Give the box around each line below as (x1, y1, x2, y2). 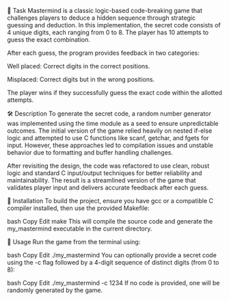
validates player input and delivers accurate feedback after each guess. (7, 183, 209, 192)
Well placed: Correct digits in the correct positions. (7, 62, 150, 70)
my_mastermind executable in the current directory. (7, 224, 152, 233)
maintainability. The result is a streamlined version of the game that (7, 176, 196, 184)
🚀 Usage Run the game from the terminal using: (7, 238, 141, 246)
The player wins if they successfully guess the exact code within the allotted (7, 89, 222, 96)
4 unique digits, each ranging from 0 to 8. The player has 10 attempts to (7, 28, 209, 36)
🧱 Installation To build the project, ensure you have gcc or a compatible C (7, 197, 214, 205)
